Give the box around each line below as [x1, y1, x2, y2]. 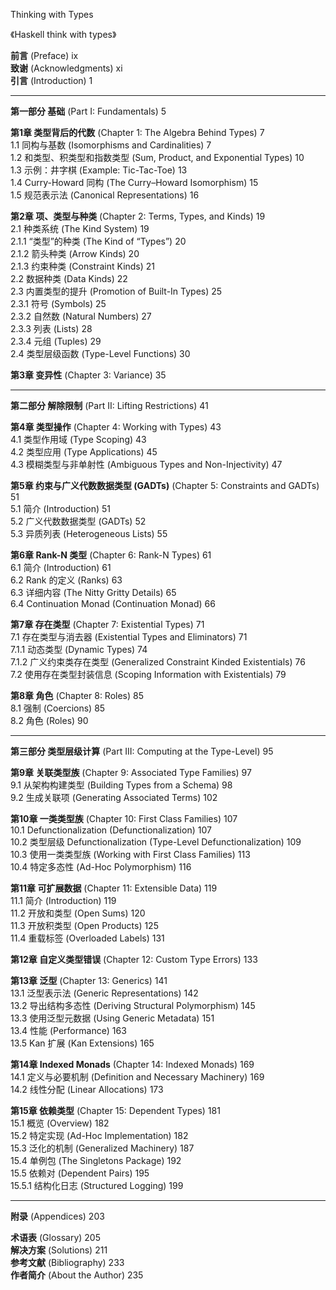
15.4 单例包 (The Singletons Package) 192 [10, 1155, 182, 1166]
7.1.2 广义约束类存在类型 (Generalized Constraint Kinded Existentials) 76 [10, 656, 306, 668]
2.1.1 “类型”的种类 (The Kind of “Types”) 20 [10, 235, 187, 247]
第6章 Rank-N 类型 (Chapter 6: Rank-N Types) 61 [10, 549, 212, 561]
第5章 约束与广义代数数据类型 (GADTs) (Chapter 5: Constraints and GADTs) [10, 480, 320, 491]
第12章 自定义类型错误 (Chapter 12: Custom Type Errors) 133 [10, 954, 258, 965]
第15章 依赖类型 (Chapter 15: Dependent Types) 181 [10, 1105, 221, 1116]
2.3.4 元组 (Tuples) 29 [10, 335, 102, 347]
